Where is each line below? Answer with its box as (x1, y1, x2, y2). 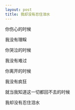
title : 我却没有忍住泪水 (5, 12, 50, 17)
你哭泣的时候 (5, 47, 31, 53)
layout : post (5, 7, 32, 12)
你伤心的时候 (5, 26, 31, 32)
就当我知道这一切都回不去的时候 (5, 89, 70, 95)
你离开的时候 (5, 68, 31, 74)
